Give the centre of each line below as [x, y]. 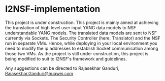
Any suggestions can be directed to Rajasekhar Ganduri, [62, 68]
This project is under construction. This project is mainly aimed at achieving [82, 22]
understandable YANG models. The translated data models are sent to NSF [81, 33]
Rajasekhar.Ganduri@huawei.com [39, 73]
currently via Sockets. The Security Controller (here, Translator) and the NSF [83, 38]
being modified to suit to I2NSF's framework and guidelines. [66, 59]
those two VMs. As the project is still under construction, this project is [77, 53]
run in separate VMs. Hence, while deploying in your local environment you [81, 43]
